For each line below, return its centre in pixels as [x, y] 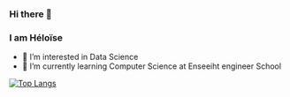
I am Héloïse [36, 37]
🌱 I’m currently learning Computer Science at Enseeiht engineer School [151, 66]
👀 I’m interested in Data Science [80, 57]
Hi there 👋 [31, 14]
